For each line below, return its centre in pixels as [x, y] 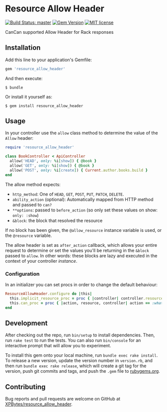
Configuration [22, 274]
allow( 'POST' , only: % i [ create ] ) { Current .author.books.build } [79, 170]
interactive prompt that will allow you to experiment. [58, 346]
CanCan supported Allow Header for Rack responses [59, 32]
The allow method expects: [33, 184]
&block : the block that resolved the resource [57, 220]
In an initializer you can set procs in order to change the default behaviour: [82, 285]
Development [27, 323]
